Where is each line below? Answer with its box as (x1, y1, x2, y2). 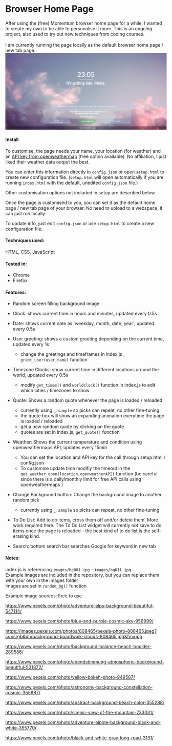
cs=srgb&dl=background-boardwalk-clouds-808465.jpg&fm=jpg (5, 633, 142, 639)
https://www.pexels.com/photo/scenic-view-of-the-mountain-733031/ (5, 709, 154, 715)
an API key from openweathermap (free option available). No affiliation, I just (5, 153, 166, 159)
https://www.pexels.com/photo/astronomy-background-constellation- (5, 684, 153, 690)
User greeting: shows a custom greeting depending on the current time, (12, 336, 164, 342)
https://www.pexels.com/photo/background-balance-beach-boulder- (5, 643, 152, 649)
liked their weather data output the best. (5, 158, 90, 165)
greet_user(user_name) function (20, 357, 88, 363)
